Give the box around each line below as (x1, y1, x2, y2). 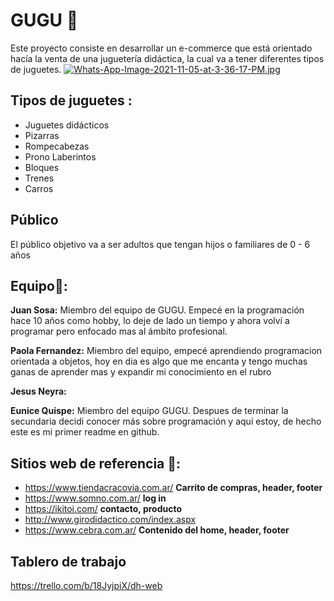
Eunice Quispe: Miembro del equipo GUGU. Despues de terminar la (10, 405, 289, 417)
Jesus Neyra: (10, 385, 67, 398)
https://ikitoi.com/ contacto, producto (24, 503, 183, 515)
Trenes (24, 172, 55, 184)
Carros (24, 182, 54, 194)
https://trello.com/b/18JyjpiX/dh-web (10, 580, 163, 591)
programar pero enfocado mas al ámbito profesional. (10, 325, 228, 338)
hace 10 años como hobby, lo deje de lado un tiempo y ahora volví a (10, 315, 290, 327)
